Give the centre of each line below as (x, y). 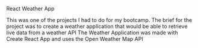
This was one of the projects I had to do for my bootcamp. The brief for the (99, 20)
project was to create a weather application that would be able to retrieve (97, 26)
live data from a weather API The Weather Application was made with (92, 33)
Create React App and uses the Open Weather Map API (75, 39)
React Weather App (30, 9)
